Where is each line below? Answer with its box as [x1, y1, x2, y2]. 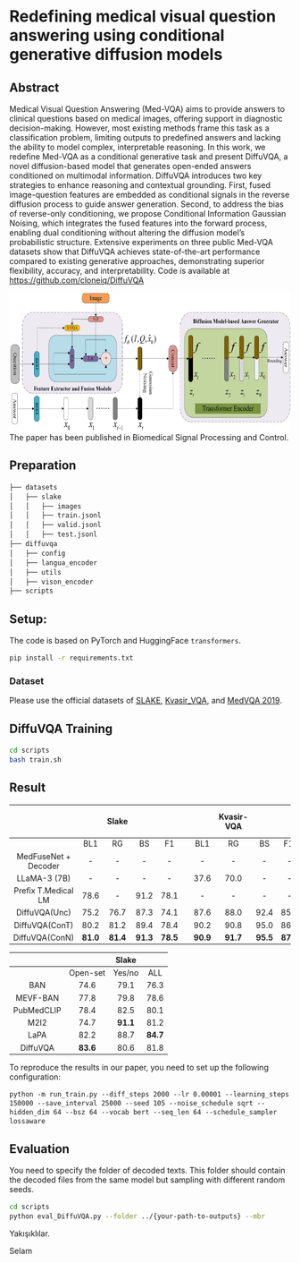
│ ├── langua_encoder [9, 558, 98, 567]
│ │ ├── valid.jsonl [9, 521, 102, 530]
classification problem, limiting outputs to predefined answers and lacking [9, 132, 281, 142]
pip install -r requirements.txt [9, 653, 134, 663]
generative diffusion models [9, 45, 223, 64]
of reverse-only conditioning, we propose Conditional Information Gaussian [9, 209, 287, 218]
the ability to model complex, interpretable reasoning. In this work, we [9, 141, 266, 152]
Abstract [9, 80, 60, 95]
